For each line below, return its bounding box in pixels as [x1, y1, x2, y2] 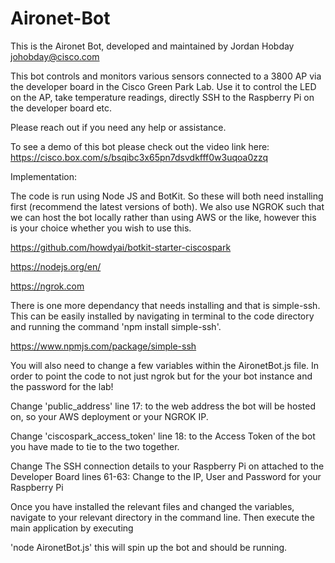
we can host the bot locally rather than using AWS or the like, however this [10, 211, 317, 223]
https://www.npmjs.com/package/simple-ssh [10, 340, 197, 352]
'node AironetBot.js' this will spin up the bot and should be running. [10, 541, 288, 553]
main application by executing [10, 522, 134, 534]
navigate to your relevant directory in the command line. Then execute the [10, 511, 315, 523]
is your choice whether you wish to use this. [10, 222, 192, 234]
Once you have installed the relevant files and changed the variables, [10, 500, 295, 512]
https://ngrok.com [10, 280, 85, 292]
